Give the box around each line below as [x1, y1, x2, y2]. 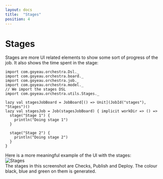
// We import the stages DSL [5, 87, 66, 92]
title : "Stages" [5, 12, 41, 17]
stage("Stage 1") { [9, 113, 50, 118]
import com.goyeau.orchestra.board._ [5, 74, 84, 79]
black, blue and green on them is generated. [5, 168, 96, 175]
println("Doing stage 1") [14, 118, 68, 123]
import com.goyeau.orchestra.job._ [5, 78, 79, 83]
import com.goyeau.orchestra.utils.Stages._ [5, 91, 99, 96]
